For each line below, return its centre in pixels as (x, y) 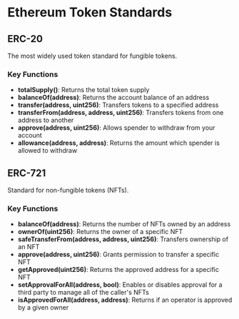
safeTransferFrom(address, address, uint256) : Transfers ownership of (123, 239)
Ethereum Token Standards (90, 12)
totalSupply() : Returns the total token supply (83, 90)
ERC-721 (27, 173)
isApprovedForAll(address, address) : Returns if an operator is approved (125, 300)
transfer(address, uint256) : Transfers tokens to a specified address (118, 105)
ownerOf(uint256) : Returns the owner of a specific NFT (100, 232)
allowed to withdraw (47, 151)
